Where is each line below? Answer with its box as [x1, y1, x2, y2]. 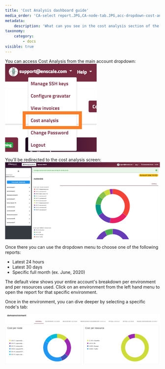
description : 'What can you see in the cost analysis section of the [14, 24, 160, 28]
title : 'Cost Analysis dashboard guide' [5, 8, 89, 13]
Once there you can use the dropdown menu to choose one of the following [5, 244, 159, 250]
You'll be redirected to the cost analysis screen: [5, 157, 102, 162]
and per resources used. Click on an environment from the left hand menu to [5, 284, 160, 290]
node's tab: [5, 304, 28, 310]
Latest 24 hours [12, 259, 44, 264]
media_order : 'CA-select [5, 13, 56, 18]
